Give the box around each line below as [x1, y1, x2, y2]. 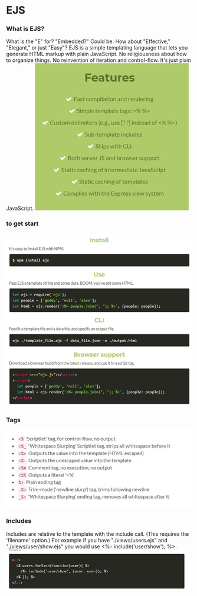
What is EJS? [6, 25, 45, 33]
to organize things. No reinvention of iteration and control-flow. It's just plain [6, 57, 192, 64]
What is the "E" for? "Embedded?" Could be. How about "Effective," [6, 38, 171, 45]
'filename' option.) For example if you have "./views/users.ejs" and [6, 536, 168, 544]
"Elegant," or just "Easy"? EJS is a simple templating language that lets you [6, 44, 188, 51]
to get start [6, 219, 39, 228]
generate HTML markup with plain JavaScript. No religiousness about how [6, 51, 187, 58]
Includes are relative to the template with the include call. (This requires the [6, 530, 189, 537]
